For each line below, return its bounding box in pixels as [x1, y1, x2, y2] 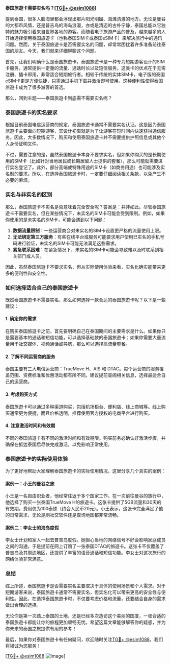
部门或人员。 [17, 253, 44, 259]
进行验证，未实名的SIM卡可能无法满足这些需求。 [17, 240, 120, 246]
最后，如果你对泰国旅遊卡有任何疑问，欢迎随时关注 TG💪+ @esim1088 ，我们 [5, 636, 163, 643]
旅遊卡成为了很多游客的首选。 [5, 84, 68, 90]
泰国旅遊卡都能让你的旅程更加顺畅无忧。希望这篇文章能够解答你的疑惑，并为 [5, 619, 166, 625]
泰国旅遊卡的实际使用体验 [5, 455, 68, 462]
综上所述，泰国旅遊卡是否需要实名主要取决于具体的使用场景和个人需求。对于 [5, 582, 166, 589]
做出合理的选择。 [5, 602, 41, 608]
